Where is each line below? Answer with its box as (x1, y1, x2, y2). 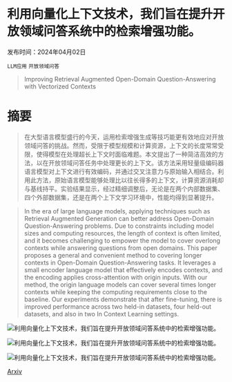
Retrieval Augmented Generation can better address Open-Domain (23, 214, 214, 222)
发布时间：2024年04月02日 (7, 48, 86, 56)
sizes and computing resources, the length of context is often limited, (23, 229, 222, 237)
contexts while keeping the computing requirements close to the (23, 287, 207, 296)
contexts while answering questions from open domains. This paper (23, 243, 217, 252)
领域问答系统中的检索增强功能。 (19, 23, 202, 39)
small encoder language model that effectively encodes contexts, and (23, 265, 223, 274)
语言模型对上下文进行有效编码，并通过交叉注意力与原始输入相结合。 (23, 167, 218, 175)
